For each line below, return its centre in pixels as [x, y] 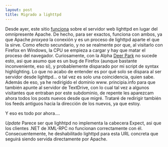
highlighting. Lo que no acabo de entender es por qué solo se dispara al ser [83, 71]
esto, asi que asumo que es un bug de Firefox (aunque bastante [71, 61]
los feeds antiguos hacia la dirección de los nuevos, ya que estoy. [73, 103]
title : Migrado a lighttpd [33, 15]
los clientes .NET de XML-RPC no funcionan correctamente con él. [74, 128]
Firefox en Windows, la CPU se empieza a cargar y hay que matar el [75, 50]
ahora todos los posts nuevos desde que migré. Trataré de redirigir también [83, 98]
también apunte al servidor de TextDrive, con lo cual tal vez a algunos [77, 87]
